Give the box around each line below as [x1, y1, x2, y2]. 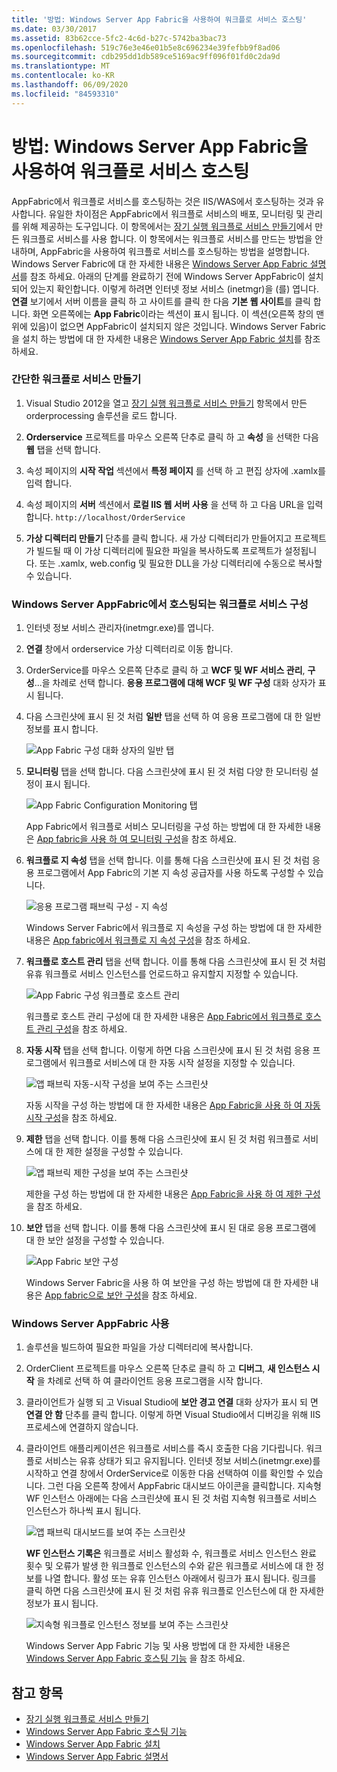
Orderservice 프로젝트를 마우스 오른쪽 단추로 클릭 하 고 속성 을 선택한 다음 [25, 431, 319, 443]
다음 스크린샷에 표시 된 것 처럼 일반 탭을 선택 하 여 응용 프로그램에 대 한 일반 [25, 711, 322, 723]
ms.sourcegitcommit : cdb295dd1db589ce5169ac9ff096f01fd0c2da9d [11, 52, 281, 62]
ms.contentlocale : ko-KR [11, 71, 115, 81]
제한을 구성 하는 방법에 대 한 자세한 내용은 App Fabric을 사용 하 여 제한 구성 [25, 1188, 321, 1200]
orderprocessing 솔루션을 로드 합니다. [25, 409, 178, 421]
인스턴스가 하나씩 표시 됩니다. [25, 1505, 142, 1517]
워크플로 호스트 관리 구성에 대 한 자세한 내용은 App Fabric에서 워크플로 [25, 1011, 304, 1023]
